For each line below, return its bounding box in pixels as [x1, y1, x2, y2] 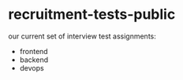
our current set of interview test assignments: [8, 31, 156, 41]
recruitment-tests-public [8, 5, 176, 24]
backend [19, 55, 49, 64]
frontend [19, 46, 49, 56]
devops [19, 63, 45, 72]
